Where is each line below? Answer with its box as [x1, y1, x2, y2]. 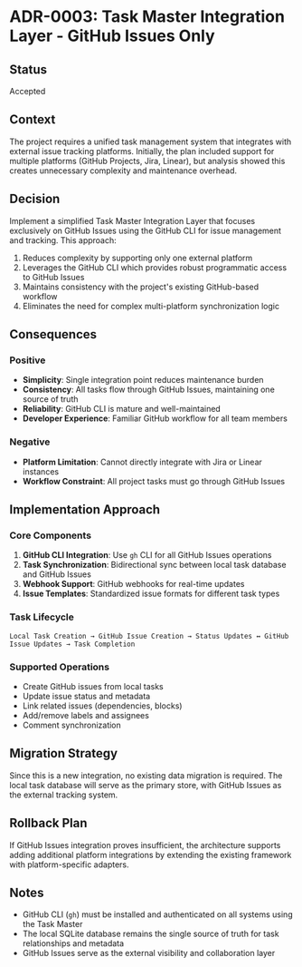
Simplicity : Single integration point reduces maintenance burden [22, 375, 264, 386]
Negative [9, 435, 51, 448]
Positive [9, 354, 46, 366]
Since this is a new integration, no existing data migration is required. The [9, 769, 283, 781]
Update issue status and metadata [22, 690, 151, 701]
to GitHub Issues [22, 271, 85, 282]
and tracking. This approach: [9, 234, 118, 246]
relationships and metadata [22, 938, 125, 949]
